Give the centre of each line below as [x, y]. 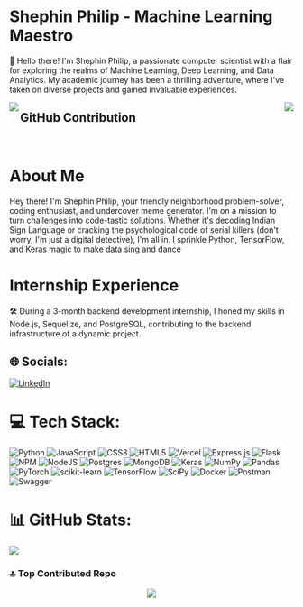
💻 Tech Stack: [65, 422]
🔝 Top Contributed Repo [63, 574]
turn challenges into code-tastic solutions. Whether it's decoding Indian [142, 220]
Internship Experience [94, 285]
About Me [47, 175]
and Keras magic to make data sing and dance [96, 249]
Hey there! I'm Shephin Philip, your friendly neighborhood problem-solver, [147, 201]
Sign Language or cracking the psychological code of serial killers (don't [144, 230]
